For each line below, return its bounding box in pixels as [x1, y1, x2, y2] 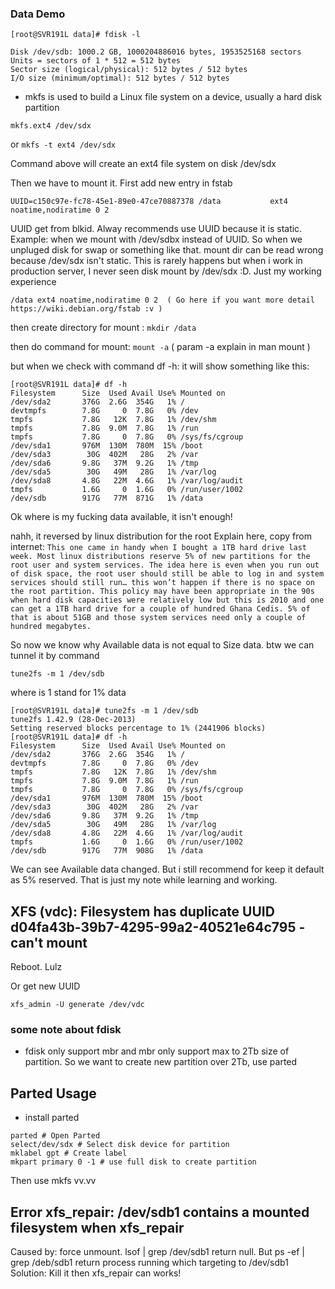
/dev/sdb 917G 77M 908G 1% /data [10, 846, 203, 856]
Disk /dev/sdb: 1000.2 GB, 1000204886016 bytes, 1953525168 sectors [10, 47, 302, 57]
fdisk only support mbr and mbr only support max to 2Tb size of [24, 1045, 290, 1057]
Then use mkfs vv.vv [10, 1175, 97, 1187]
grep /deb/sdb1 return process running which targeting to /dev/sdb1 [10, 1257, 289, 1269]
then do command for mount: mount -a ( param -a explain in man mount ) [10, 341, 311, 353]
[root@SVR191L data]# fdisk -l [10, 30, 141, 40]
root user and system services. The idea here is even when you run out [10, 560, 320, 571]
